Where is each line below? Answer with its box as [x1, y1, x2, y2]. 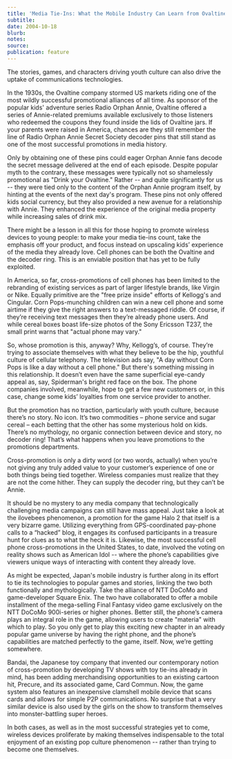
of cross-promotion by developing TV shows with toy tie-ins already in [7, 666, 208, 674]
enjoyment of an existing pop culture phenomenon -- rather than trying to [7, 738, 217, 746]
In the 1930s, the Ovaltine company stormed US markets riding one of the [7, 88, 217, 97]
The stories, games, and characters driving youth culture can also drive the [7, 67, 221, 76]
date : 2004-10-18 [7, 23, 57, 30]
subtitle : [7, 17, 36, 24]
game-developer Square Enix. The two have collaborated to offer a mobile [7, 593, 218, 601]
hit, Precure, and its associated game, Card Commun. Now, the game [7, 680, 204, 688]
